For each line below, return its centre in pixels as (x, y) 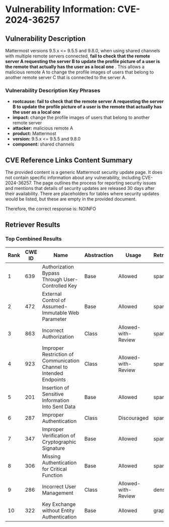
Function (52, 475)
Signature (54, 448)
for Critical (54, 469)
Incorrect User (59, 486)
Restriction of (58, 354)
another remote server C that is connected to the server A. (66, 77)
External (52, 294)
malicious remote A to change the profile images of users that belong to (80, 72)
